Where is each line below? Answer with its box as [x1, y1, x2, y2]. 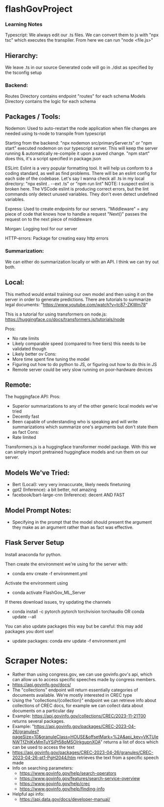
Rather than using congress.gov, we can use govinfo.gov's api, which [12, 671, 153, 677]
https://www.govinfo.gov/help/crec [19, 781, 91, 786]
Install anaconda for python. [5, 551, 62, 557]
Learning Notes [5, 21, 43, 28]
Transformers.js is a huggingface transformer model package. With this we [5, 444, 157, 450]
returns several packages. [12, 718, 65, 724]
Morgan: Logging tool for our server [5, 226, 77, 232]
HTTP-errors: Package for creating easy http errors [5, 235, 109, 241]
